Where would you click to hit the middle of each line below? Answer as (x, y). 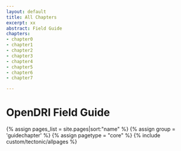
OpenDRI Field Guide (58, 113)
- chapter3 (20, 56)
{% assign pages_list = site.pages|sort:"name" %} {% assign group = (91, 129)
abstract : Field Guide (34, 28)
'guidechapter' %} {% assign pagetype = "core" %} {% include (83, 136)
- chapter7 (20, 78)
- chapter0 (20, 39)
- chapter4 (20, 61)
